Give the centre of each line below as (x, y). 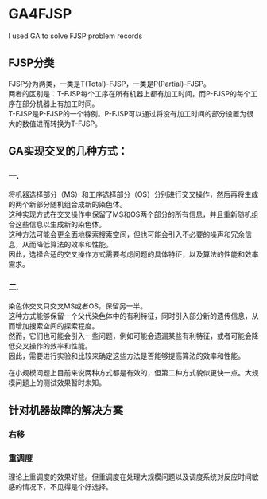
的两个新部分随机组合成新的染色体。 (68, 205)
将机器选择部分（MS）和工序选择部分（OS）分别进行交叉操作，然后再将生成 (133, 194)
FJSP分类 (31, 63)
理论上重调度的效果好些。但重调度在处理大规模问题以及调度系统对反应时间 (130, 477)
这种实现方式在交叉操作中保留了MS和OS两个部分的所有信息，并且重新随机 (130, 214)
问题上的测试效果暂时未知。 (60, 383)
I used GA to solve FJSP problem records (75, 36)
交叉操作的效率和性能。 (53, 346)
